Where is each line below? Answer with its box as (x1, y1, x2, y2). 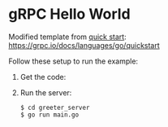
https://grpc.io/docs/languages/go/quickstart (8, 40, 160, 50)
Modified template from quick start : (8, 32, 127, 42)
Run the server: (19, 87, 72, 98)
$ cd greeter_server (19, 103, 90, 112)
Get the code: (19, 72, 67, 81)
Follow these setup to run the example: (8, 56, 139, 66)
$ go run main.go (19, 111, 80, 119)
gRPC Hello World (8, 5, 131, 24)
